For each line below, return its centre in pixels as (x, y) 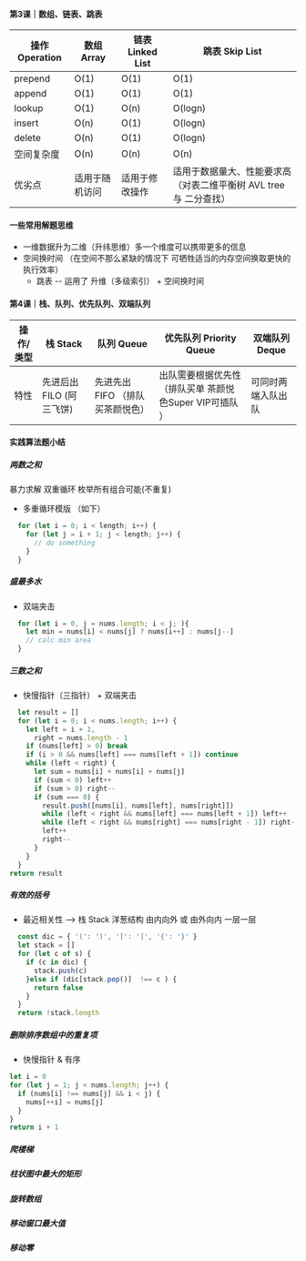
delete (27, 138)
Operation (40, 57)
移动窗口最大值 (37, 1224)
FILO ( (55, 395)
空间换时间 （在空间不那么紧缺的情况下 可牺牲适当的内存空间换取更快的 (157, 259)
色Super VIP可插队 (199, 402)
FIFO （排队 (120, 395)
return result (36, 873)
